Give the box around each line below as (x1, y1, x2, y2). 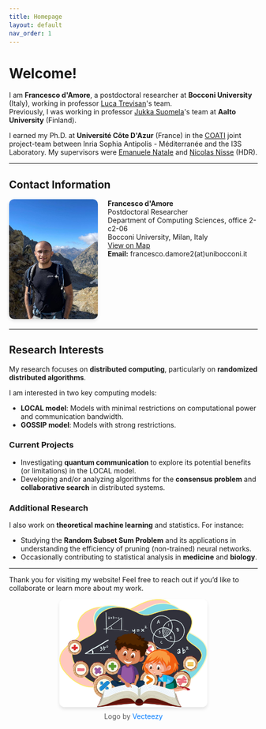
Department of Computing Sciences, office (107, 215, 248, 225)
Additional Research (9, 502, 89, 513)
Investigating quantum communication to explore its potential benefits (20, 458, 252, 467)
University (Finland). (9, 115, 77, 125)
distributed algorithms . (9, 372, 86, 382)
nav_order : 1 (9, 29, 52, 37)
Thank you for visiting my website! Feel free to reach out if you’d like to (9, 575, 240, 585)
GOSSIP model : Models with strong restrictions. (20, 420, 177, 429)
